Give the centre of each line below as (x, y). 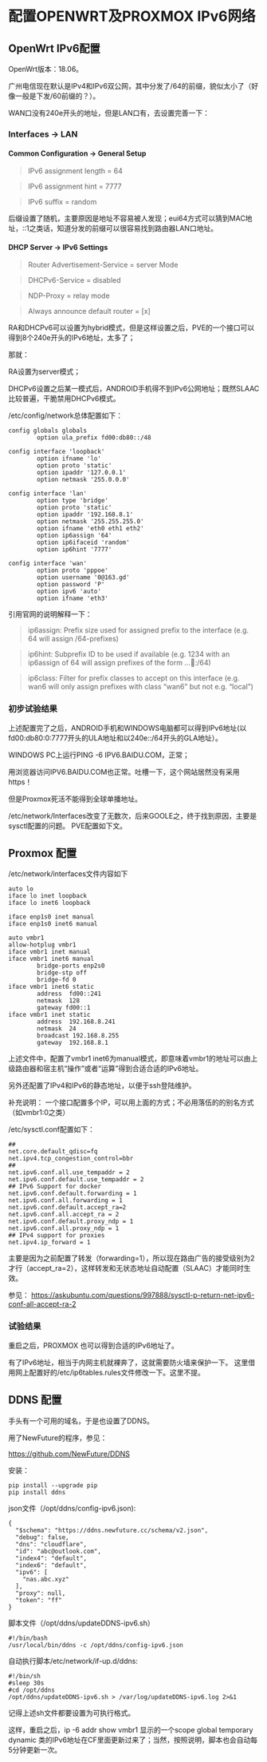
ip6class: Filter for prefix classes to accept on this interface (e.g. (133, 678)
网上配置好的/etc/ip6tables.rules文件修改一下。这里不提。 (110, 1372)
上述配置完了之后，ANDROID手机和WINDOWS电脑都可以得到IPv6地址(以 (128, 728)
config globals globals (48, 431)
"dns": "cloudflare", (51, 1544)
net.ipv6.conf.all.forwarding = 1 (66, 1200)
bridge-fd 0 (57, 980)
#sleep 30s (26, 1683)
